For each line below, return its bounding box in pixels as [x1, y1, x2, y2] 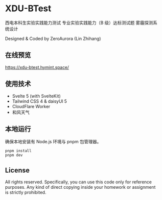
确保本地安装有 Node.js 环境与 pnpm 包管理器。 [5, 139, 101, 145]
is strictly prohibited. [5, 189, 46, 196]
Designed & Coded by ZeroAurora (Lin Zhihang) [5, 35, 101, 42]
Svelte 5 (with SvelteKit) [12, 93, 61, 99]
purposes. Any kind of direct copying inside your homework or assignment [5, 184, 156, 190]
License [5, 166, 30, 174]
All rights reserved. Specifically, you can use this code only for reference [5, 179, 152, 185]
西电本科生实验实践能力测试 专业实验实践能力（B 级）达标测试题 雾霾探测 [5, 20, 153, 25]
